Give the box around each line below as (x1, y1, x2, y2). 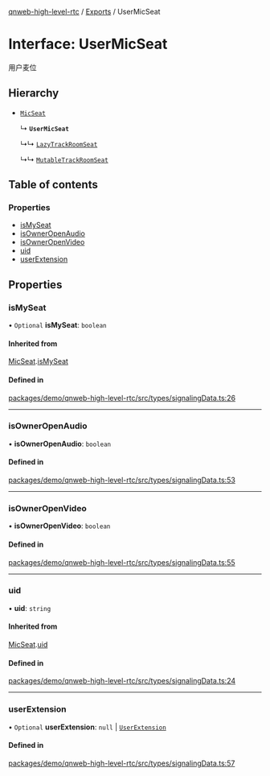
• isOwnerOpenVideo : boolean (8, 521, 111, 530)
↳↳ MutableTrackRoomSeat (19, 155, 108, 164)
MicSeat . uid (8, 640, 48, 650)
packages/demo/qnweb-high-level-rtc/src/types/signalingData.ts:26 (8, 393, 235, 402)
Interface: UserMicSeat (8, 35, 168, 53)
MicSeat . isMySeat (8, 357, 68, 366)
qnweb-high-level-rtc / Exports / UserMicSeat (8, 7, 161, 16)
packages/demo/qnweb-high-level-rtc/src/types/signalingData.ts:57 (8, 758, 235, 768)
